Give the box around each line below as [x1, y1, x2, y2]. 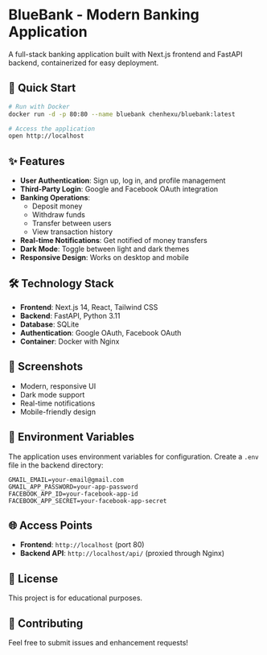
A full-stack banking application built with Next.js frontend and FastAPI [8, 49, 243, 59]
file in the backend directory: [8, 460, 104, 470]
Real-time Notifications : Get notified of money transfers [19, 236, 207, 245]
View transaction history [31, 227, 113, 237]
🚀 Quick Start [8, 81, 76, 95]
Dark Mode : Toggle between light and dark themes [19, 244, 190, 254]
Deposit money [31, 201, 83, 211]
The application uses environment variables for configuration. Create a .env [8, 451, 259, 461]
